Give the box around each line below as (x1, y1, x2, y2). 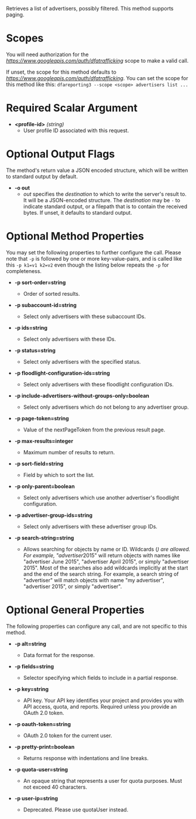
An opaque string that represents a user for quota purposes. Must (23, 777, 183, 784)
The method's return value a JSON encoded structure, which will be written (6, 167, 188, 174)
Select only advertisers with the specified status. (23, 358, 142, 365)
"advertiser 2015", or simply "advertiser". (23, 583, 122, 590)
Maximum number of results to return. (23, 448, 115, 455)
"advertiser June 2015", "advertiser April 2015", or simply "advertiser (23, 558, 189, 565)
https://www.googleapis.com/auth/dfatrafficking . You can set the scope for (6, 74, 188, 81)
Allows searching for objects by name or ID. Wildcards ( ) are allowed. (23, 545, 191, 552)
